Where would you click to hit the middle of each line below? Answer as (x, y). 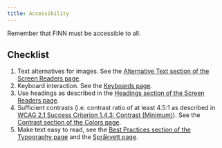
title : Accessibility (38, 13)
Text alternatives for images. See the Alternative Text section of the (113, 71)
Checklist (28, 55)
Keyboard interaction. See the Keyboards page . (85, 86)
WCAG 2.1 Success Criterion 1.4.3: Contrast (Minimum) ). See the (109, 115)
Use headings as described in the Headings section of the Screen (111, 93)
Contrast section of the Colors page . (69, 123)
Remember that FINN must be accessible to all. (74, 33)
